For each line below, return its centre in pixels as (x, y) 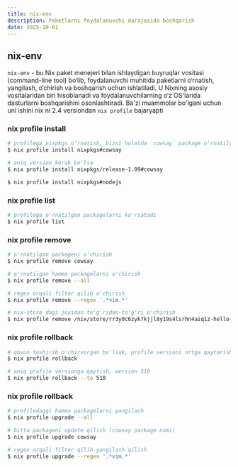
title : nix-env (30, 14)
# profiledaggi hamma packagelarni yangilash (75, 411)
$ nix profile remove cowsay (50, 261)
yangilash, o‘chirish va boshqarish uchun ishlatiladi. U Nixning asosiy (107, 88)
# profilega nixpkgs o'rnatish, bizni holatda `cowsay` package (104, 144)
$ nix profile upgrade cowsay (52, 437)
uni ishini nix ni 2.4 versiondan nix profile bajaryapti (85, 111)
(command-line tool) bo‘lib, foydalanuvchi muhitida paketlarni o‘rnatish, (111, 80)
